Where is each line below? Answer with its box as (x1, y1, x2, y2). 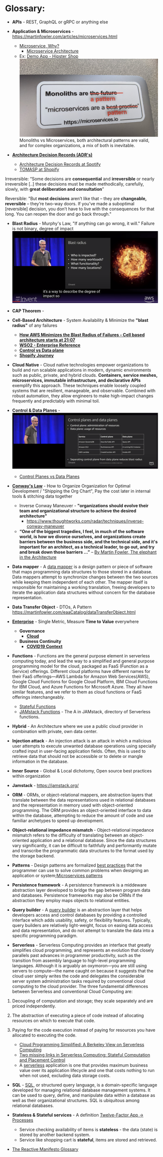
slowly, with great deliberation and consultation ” (5, 186, 104, 192)
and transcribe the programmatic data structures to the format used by (12, 848, 154, 854)
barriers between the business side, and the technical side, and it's (19, 538, 158, 544)
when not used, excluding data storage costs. (19, 1073, 111, 1078)
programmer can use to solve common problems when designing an (12, 867, 149, 873)
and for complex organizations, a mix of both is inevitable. (19, 143, 135, 149)
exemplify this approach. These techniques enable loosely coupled (12, 383, 147, 388)
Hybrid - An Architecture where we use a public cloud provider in (12, 723, 143, 729)
